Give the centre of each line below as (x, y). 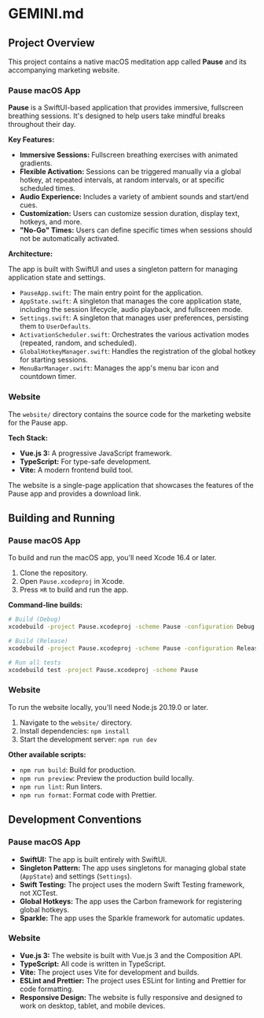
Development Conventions (75, 820)
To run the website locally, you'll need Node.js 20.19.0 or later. (108, 707)
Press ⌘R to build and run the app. (74, 590)
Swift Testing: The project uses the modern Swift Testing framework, (132, 884)
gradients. (36, 163)
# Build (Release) (38, 641)
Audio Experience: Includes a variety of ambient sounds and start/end (134, 197)
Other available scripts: (47, 754)
